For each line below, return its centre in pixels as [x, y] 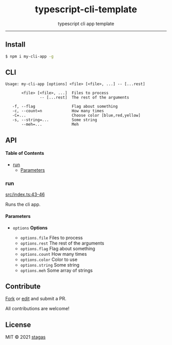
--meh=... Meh [50, 125]
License [18, 325]
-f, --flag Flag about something [65, 107]
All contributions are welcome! [37, 309]
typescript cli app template [86, 24]
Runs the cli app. [23, 205]
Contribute [23, 286]
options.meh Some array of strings [57, 270]
